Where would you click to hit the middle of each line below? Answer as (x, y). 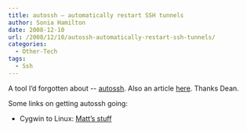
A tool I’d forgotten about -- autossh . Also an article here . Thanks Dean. (123, 88)
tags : (17, 59)
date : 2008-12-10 (36, 30)
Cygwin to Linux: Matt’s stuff (65, 119)
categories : (27, 44)
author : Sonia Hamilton (47, 23)
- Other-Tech (36, 51)
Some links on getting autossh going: (68, 103)
